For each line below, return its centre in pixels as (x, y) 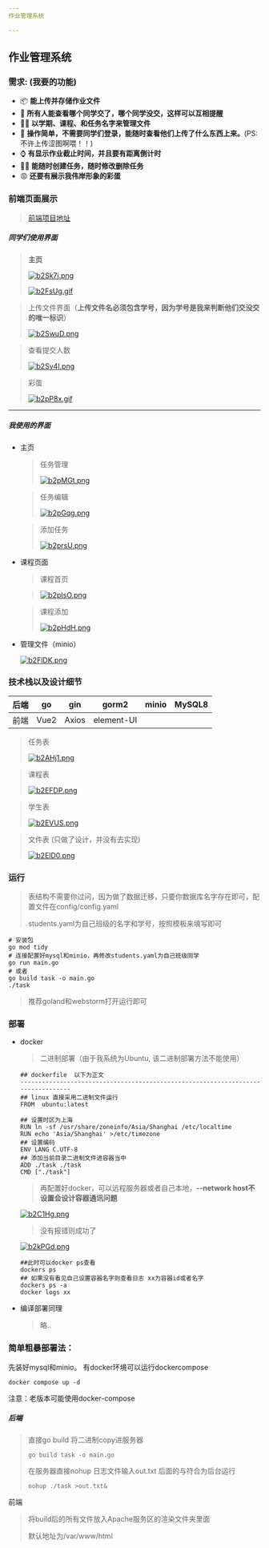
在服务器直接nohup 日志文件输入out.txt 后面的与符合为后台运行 (132, 1470)
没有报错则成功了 (68, 1231)
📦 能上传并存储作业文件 (60, 101)
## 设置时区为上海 (46, 1120)
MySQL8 (192, 704)
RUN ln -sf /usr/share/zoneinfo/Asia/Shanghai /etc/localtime (126, 1127)
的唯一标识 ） (49, 317)
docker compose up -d (44, 1382)
